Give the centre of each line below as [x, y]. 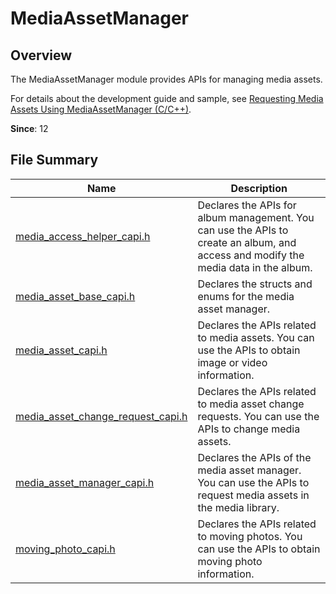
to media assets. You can [256, 337]
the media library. [238, 507]
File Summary [54, 160]
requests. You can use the [258, 416]
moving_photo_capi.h [65, 549]
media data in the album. [255, 267]
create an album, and [247, 242]
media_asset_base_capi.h [75, 296]
